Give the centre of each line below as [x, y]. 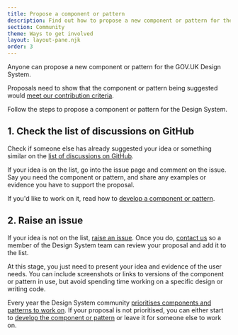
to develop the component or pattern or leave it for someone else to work [114, 317]
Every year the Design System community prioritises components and [109, 302]
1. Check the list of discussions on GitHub [101, 131]
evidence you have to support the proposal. [71, 184]
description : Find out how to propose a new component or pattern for [114, 20]
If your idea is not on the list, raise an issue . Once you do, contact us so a [114, 237]
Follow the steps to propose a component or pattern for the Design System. [118, 109]
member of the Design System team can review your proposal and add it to [117, 245]
